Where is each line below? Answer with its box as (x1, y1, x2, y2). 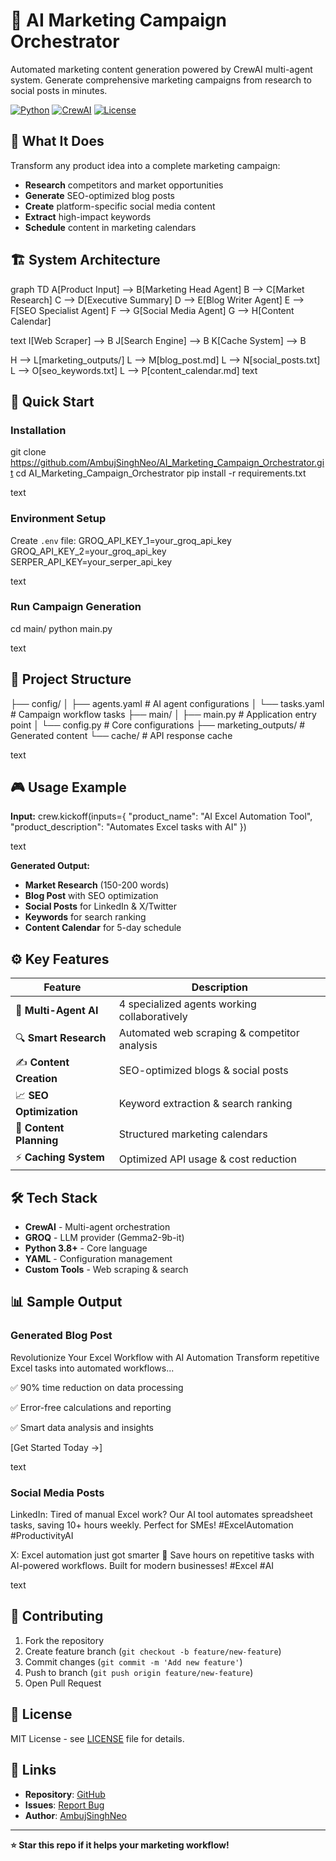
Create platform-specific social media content (24, 200, 216, 212)
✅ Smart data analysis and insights (10, 1421, 154, 1433)
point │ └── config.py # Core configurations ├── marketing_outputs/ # (10, 719, 306, 731)
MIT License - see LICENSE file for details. (10, 1732, 185, 1744)
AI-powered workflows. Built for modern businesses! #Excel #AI (10, 1560, 275, 1572)
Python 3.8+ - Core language (24, 1242, 148, 1254)
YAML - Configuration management (24, 1253, 173, 1265)
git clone (10, 446, 47, 458)
